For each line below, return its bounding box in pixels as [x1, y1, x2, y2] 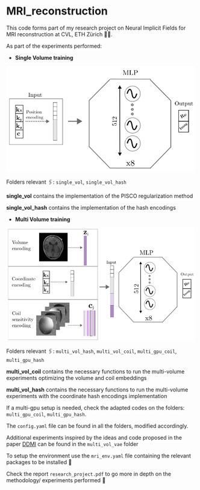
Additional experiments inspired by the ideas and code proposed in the [6, 434, 183, 441]
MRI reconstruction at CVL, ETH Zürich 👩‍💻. [6, 30, 113, 37]
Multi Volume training [14, 216, 70, 223]
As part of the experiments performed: [6, 42, 102, 50]
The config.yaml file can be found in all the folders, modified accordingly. [6, 422, 189, 430]
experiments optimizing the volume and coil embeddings [6, 374, 147, 381]
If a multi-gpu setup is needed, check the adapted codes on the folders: [6, 404, 185, 411]
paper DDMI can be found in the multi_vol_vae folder [6, 440, 139, 448]
